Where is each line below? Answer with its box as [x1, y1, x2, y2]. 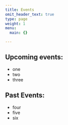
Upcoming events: [5, 53, 64, 62]
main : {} [9, 30, 28, 35]
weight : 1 [5, 21, 26, 26]
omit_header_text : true [5, 12, 55, 17]
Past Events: [5, 91, 45, 100]
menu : [5, 26, 16, 31]
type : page [5, 16, 28, 21]
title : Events [5, 7, 35, 12]
